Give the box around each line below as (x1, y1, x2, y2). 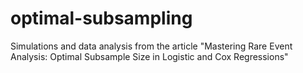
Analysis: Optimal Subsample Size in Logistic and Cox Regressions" (10, 50, 289, 62)
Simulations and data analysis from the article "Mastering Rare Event (10, 40, 293, 52)
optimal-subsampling (10, 7, 193, 30)
